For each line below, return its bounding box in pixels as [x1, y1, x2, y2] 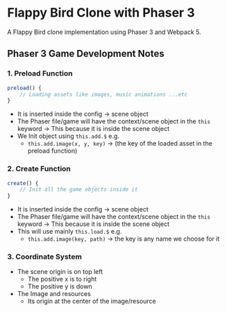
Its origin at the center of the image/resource [27, 297, 156, 306]
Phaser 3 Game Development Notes [7, 48, 165, 60]
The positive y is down [27, 282, 92, 291]
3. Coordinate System [7, 252, 82, 261]
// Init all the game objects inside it [19, 186, 138, 193]
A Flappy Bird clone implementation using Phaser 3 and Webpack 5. [7, 28, 201, 36]
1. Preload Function [7, 69, 73, 78]
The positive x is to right [27, 275, 97, 284]
